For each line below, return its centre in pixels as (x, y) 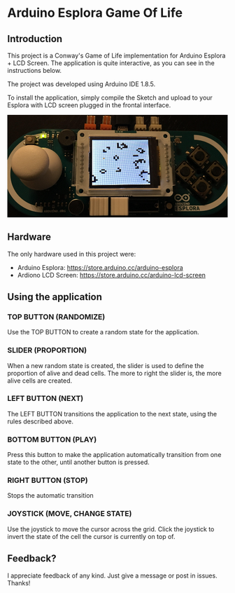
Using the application (55, 297)
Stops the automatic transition (51, 496)
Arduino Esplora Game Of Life (95, 13)
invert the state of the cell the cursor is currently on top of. (92, 536)
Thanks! (19, 582)
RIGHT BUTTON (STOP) (48, 480)
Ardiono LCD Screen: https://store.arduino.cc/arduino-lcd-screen (112, 275)
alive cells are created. (40, 381)
